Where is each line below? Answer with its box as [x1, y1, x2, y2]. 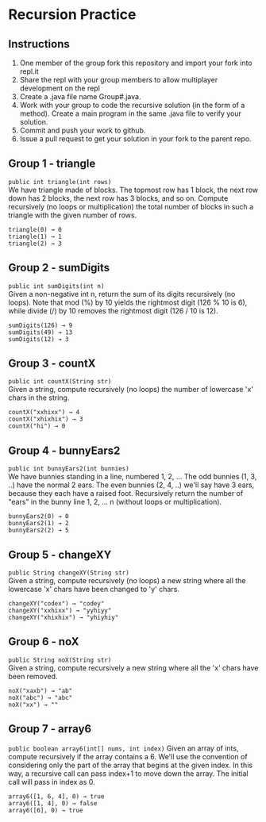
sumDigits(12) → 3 [8, 335, 69, 343]
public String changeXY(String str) [8, 569, 129, 577]
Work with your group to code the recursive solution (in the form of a [19, 101, 245, 109]
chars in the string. [8, 393, 70, 402]
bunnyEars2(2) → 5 [8, 526, 69, 535]
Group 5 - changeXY [8, 547, 112, 561]
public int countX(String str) [8, 378, 112, 386]
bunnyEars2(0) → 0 [8, 513, 69, 520]
